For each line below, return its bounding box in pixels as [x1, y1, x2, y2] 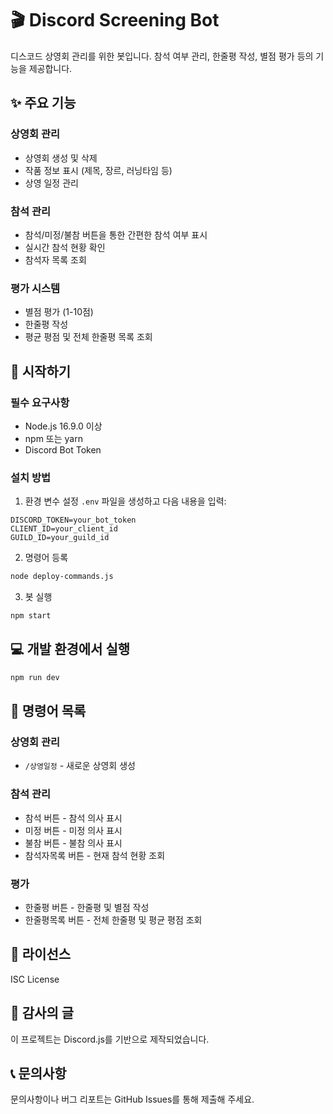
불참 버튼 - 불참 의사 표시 [24, 837, 123, 849]
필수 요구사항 [10, 395, 70, 409]
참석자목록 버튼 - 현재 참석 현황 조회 [24, 849, 166, 861]
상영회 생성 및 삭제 [24, 152, 98, 164]
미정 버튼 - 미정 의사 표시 [24, 824, 123, 836]
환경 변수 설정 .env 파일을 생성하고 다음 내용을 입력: [24, 495, 227, 507]
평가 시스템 [10, 281, 61, 295]
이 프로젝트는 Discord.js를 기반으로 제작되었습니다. [10, 1033, 210, 1045]
